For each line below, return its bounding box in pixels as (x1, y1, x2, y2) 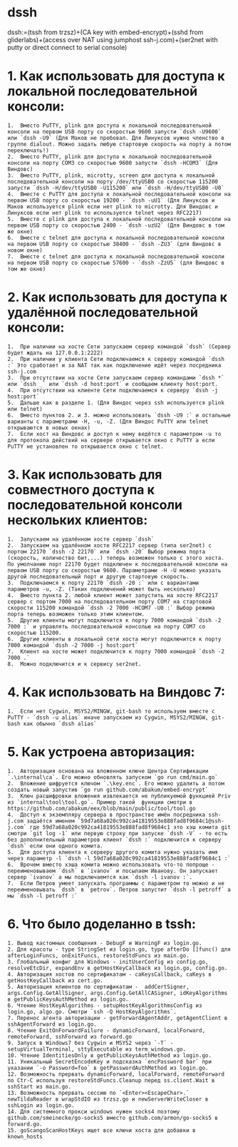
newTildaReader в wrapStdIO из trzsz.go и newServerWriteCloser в (7, 1096, 209, 1103)
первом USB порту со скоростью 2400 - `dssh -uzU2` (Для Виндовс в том (7, 222, 224, 229)
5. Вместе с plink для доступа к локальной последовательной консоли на (7, 215, 232, 223)
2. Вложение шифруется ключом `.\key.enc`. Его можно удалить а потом (7, 780, 224, 787)
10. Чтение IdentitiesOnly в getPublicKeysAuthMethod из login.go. (7, 1051, 212, 1059)
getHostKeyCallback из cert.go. (7, 977, 103, 984)
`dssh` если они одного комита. (7, 842, 103, 850)
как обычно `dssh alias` (23, 720, 98, 728)
